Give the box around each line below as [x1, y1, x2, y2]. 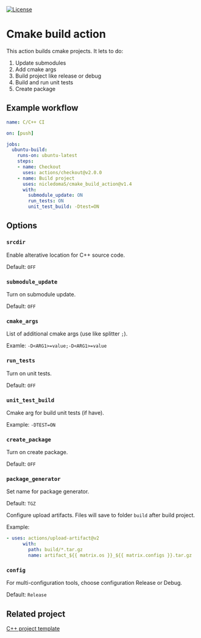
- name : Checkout [17, 164, 62, 170]
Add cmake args [15, 65, 57, 73]
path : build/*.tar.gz [28, 547, 83, 553]
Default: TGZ [6, 500, 36, 507]
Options [6, 221, 38, 231]
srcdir [6, 239, 26, 246]
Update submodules [15, 59, 66, 67]
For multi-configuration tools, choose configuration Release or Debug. [6, 579, 183, 587]
